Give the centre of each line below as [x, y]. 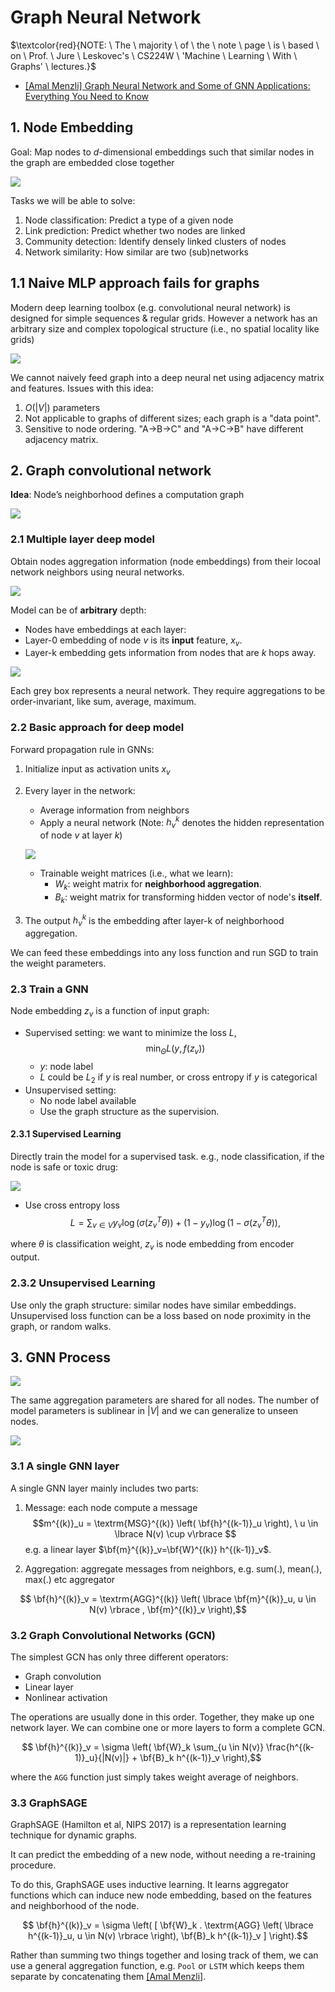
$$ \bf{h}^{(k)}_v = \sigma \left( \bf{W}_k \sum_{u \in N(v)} [143, 1747]
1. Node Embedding [72, 127]
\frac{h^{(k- [290, 1747]
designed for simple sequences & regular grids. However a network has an [164, 318]
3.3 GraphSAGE [49, 1803]
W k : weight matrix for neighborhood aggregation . [158, 885]
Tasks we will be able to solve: [73, 200]
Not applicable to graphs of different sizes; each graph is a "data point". [173, 418]
